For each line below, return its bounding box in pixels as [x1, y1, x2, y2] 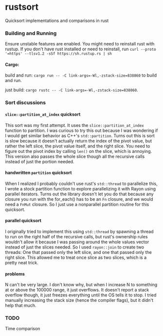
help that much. [5, 302, 36, 309]
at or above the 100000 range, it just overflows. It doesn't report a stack [5, 287, 149, 293]
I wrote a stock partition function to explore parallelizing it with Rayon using [5, 186, 156, 191]
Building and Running [5, 30, 57, 37]
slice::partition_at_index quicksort [5, 111, 81, 117]
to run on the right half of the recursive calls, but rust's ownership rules [5, 233, 148, 239]
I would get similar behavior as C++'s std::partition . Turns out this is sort [5, 132, 155, 138]
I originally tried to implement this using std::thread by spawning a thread [5, 229, 154, 234]
